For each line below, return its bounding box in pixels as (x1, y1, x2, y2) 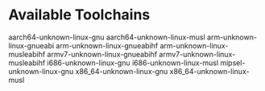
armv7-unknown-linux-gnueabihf (47, 49, 158, 59)
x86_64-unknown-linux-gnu (75, 66, 168, 76)
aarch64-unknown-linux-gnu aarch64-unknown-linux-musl (8, 32, 205, 42)
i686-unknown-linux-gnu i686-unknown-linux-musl (47, 58, 219, 68)
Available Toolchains (8, 6, 151, 24)
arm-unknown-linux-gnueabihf (56, 40, 159, 50)
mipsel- (220, 58, 246, 68)
